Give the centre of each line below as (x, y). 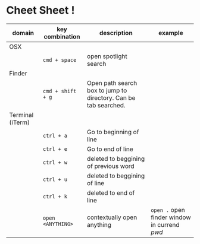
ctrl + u (55, 179)
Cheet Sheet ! (40, 10)
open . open (168, 210)
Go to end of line (110, 149)
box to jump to (107, 90)
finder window (171, 217)
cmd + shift (60, 91)
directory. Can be (111, 97)
